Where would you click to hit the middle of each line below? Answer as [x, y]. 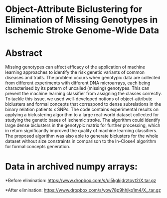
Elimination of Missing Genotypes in [82, 20]
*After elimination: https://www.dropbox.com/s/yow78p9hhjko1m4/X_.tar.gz [83, 190]
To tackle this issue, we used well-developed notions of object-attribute [79, 99]
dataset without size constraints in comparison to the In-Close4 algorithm [81, 141]
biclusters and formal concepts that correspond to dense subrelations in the [83, 104]
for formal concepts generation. [38, 147]
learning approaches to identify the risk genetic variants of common [75, 72]
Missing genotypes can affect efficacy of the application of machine [75, 67]
